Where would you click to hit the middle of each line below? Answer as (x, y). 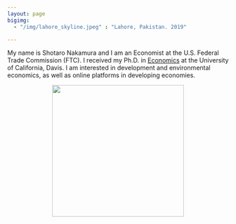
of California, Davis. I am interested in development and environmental (109, 68)
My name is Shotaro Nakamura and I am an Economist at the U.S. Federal (113, 53)
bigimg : (19, 20)
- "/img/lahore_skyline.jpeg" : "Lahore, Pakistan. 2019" (100, 27)
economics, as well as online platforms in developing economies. (101, 75)
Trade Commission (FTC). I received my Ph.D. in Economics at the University (118, 60)
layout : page (26, 14)
